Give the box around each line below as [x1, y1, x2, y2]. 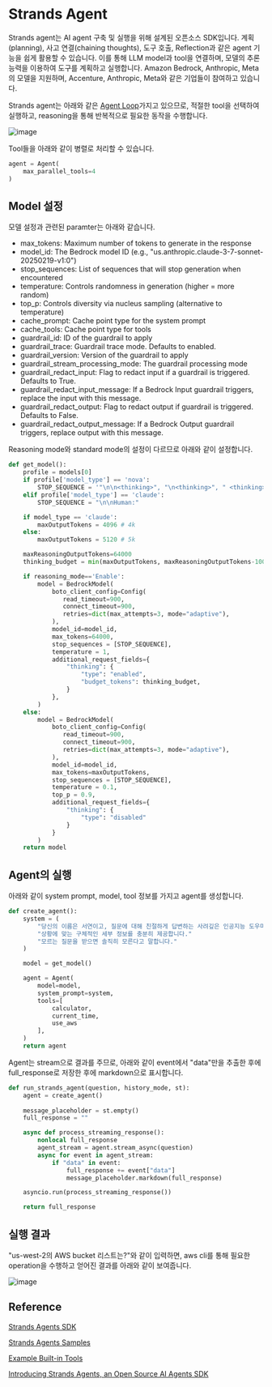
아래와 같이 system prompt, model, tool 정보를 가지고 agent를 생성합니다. [8, 891, 244, 901]
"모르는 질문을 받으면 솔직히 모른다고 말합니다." [37, 937, 178, 945]
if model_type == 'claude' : [23, 513, 117, 521]
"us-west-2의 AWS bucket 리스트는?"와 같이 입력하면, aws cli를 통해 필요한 [8, 1251, 251, 1260]
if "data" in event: [51, 1159, 121, 1167]
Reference [8, 1300, 62, 1314]
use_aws [51, 1019, 79, 1027]
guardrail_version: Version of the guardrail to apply [19, 350, 189, 361]
